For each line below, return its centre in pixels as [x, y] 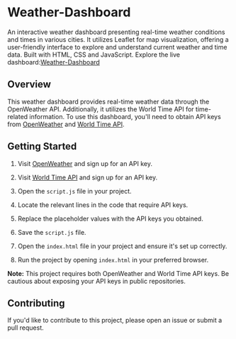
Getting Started [42, 146]
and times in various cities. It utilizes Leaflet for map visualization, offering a [118, 39]
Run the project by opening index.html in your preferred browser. [113, 260]
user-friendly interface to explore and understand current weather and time [117, 47]
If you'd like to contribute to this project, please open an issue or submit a [115, 321]
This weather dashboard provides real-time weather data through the [108, 101]
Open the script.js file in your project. [75, 191]
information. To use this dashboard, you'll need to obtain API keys [125, 116]
